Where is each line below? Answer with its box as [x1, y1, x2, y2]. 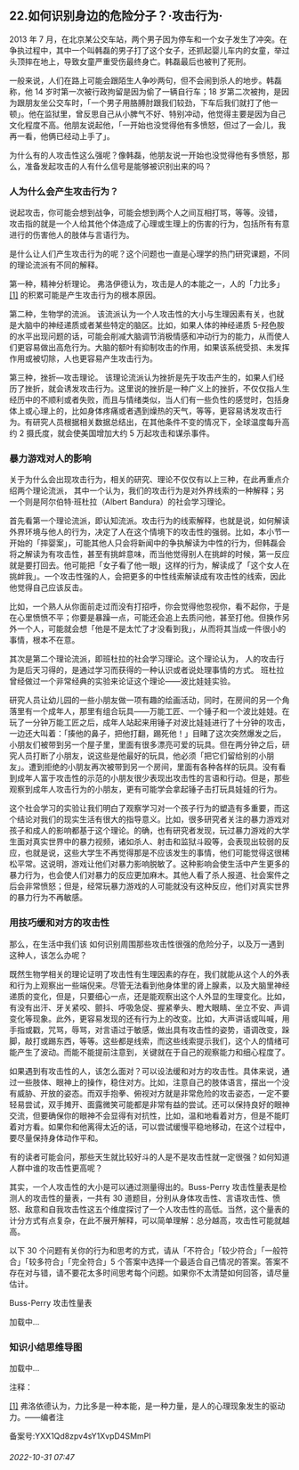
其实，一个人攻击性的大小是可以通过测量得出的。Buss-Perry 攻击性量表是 [9, 1181, 279, 1192]
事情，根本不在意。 [9, 635, 80, 645]
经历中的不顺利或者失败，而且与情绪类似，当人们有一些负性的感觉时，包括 [9, 395, 282, 406]
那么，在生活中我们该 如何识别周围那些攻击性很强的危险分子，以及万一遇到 [9, 939, 285, 949]
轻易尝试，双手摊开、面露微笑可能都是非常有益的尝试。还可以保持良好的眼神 [9, 1099, 290, 1110]
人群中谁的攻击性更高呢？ [9, 1162, 103, 1173]
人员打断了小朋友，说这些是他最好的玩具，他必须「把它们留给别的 [16, 751, 259, 761]
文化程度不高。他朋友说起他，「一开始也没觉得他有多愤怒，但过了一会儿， [9, 119, 279, 130]
